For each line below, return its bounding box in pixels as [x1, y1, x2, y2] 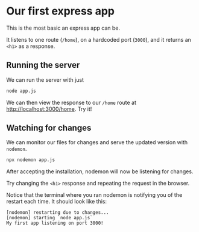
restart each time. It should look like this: [6, 198, 107, 205]
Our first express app [6, 4, 115, 18]
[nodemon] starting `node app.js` [6, 215, 93, 221]
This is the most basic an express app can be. [6, 24, 121, 31]
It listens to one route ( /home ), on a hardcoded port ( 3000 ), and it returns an [6, 36, 192, 43]
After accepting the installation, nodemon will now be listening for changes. [6, 168, 194, 175]
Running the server [6, 60, 80, 70]
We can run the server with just [6, 76, 84, 83]
